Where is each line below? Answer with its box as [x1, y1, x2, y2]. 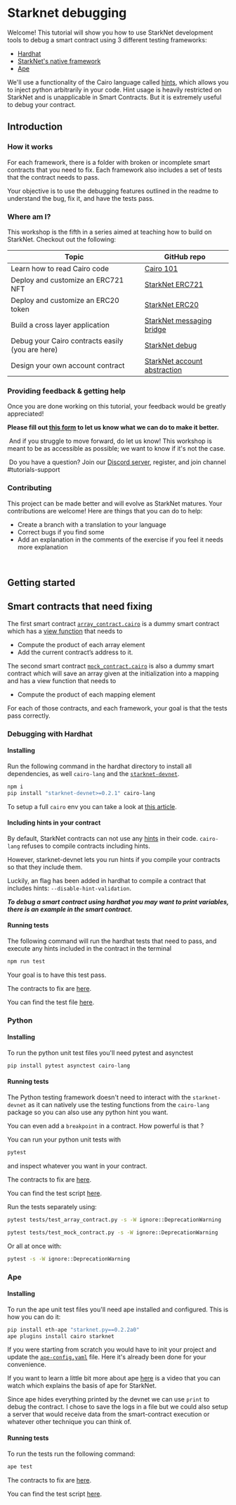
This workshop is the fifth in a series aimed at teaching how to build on [7, 227, 212, 236]
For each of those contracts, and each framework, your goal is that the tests [7, 704, 228, 712]
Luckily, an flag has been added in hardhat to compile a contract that [7, 876, 206, 885]
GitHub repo [164, 251, 206, 261]
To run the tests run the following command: [7, 1449, 136, 1458]
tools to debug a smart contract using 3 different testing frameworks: [7, 35, 207, 44]
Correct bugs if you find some [17, 527, 105, 536]
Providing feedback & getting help [7, 386, 126, 396]
